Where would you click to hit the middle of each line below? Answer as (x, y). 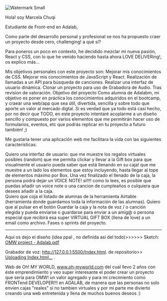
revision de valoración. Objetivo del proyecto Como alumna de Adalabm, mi (82, 93)
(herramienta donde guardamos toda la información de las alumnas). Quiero (83, 202)
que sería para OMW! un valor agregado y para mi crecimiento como (75, 277)
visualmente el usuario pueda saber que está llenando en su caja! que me (81, 165)
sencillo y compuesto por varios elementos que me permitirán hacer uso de (83, 119)
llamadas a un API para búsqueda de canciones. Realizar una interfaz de (79, 82)
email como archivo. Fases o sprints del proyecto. (56, 223)
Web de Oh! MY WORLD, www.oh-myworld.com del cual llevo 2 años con (80, 267)
